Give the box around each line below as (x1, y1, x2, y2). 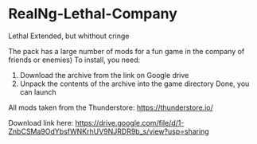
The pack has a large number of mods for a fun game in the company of (8, 46, 245, 56)
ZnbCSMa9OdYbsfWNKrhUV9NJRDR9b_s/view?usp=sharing (8, 126, 209, 136)
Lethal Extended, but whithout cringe (8, 31, 130, 41)
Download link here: (8, 118, 74, 127)
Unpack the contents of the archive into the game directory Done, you (19, 79, 250, 88)
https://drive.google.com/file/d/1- (75, 118, 185, 127)
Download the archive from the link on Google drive (19, 70, 189, 80)
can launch (19, 87, 57, 96)
